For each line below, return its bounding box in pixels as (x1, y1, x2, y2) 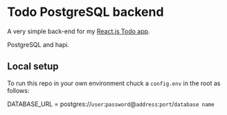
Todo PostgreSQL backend (7, 4, 164, 20)
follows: (7, 86, 30, 94)
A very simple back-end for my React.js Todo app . (7, 27, 150, 35)
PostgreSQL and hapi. (7, 40, 70, 48)
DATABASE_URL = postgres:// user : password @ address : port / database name (7, 100, 215, 108)
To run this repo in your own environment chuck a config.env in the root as (7, 79, 221, 87)
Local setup (7, 60, 59, 73)
